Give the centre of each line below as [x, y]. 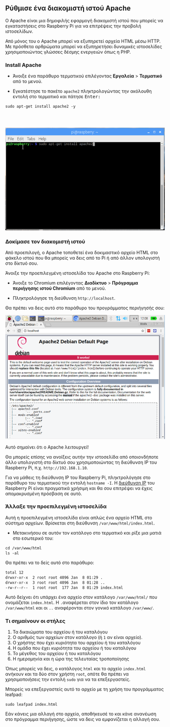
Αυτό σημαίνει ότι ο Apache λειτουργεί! [47, 447]
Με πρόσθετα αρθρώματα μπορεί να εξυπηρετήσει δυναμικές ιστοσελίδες [84, 46]
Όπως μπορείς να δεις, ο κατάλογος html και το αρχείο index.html [75, 669]
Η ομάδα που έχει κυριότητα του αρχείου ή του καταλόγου [74, 648]
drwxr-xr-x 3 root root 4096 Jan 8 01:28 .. [55, 582]
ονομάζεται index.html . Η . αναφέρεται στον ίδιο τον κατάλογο [72, 602]
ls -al [12, 553]
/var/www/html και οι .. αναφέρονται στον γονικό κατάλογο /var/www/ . [80, 608]
